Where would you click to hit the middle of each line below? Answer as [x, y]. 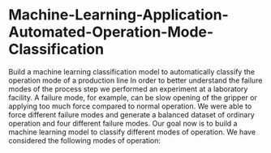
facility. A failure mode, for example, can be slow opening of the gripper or [133, 97]
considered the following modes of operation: [84, 140]
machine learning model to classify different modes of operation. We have [132, 132]
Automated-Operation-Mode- [111, 32]
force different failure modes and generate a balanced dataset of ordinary [132, 114]
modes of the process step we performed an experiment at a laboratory [128, 89]
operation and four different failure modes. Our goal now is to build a [123, 123]
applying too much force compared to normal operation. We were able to [130, 106]
